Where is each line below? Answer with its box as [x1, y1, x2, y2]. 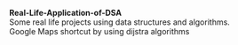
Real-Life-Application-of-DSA [9, 8, 123, 18]
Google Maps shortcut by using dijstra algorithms [9, 26, 190, 36]
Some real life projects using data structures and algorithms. [9, 17, 231, 27]
